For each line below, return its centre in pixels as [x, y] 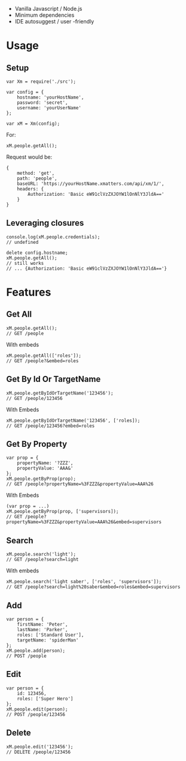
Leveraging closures [45, 223]
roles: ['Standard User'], [51, 635]
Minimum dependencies [45, 15]
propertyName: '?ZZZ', [45, 463]
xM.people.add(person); [36, 651]
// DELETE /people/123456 [38, 752]
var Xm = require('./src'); [41, 82]
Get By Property [37, 444]
